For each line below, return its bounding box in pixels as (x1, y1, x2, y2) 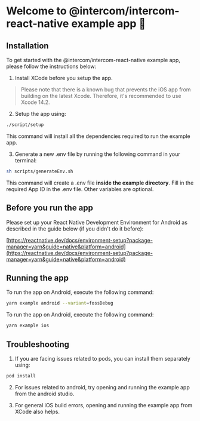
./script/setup (6, 122, 44, 128)
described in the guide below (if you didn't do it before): (6, 225, 144, 232)
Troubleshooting (6, 339, 70, 349)
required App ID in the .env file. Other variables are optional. (6, 185, 154, 192)
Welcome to (6, 4, 67, 18)
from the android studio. (14, 390, 75, 397)
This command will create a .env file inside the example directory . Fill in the (6, 179, 194, 186)
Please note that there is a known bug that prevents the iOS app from (20, 86, 191, 93)
